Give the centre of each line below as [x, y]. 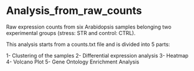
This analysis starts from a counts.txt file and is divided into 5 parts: [88, 44]
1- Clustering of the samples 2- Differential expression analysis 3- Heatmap [97, 55]
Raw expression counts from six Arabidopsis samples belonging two [89, 27]
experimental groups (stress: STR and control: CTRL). [71, 33]
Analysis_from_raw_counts [74, 11]
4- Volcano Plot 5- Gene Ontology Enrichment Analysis [73, 62]
